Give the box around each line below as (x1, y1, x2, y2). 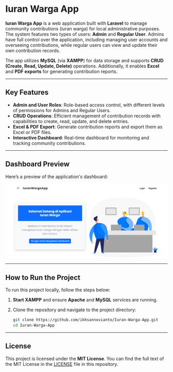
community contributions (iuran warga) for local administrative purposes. (5, 25, 161, 31)
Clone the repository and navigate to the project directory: (12, 307, 136, 313)
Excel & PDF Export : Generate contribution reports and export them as (12, 123, 163, 130)
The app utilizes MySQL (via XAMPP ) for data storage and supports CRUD (5, 57, 164, 63)
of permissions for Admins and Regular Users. (12, 107, 111, 113)
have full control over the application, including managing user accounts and (5, 37, 168, 43)
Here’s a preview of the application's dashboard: (5, 173, 108, 180)
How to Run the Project (5, 273, 81, 282)
